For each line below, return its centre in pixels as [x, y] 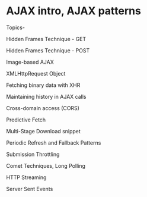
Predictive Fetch [26, 120]
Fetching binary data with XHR [43, 85]
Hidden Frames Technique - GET [46, 39]
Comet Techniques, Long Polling [46, 165]
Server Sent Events [30, 189]
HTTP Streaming [26, 177]
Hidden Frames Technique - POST [48, 50]
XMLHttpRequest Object [36, 73]
